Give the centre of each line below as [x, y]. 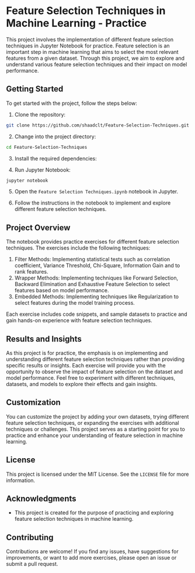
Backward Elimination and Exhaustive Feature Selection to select [92, 284]
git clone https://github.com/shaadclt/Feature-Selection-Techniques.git [98, 125]
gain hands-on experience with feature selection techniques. [79, 320]
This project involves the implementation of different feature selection [90, 39]
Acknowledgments [41, 499]
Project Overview [38, 228]
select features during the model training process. [75, 303]
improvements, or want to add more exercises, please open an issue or [91, 558]
